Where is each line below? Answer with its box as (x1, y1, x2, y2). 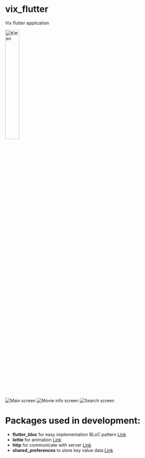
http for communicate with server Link (12, 442, 92, 448)
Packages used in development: (5, 415, 141, 426)
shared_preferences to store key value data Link (12, 447, 114, 453)
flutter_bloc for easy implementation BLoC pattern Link (12, 431, 127, 437)
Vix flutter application (5, 20, 49, 26)
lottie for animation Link (12, 437, 62, 443)
